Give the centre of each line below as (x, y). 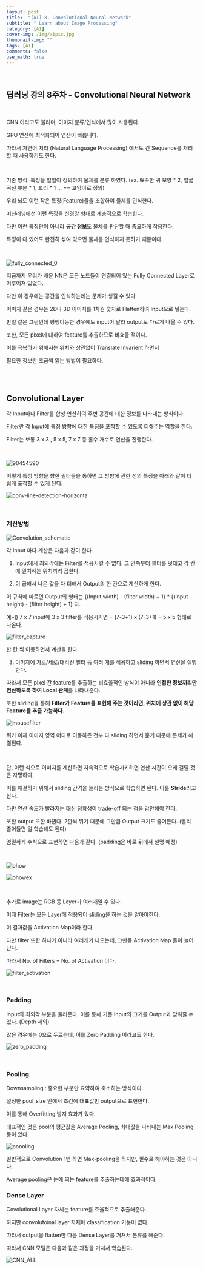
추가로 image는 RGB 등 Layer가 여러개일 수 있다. (64, 902)
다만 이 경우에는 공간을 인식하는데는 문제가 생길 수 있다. (72, 296)
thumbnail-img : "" (29, 40)
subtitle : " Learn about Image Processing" (62, 23)
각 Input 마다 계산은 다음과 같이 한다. (50, 550)
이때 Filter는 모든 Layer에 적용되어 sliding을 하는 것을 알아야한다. (83, 914)
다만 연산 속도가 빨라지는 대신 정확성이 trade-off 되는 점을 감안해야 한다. (92, 808)
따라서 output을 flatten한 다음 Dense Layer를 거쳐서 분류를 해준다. (85, 1235)
